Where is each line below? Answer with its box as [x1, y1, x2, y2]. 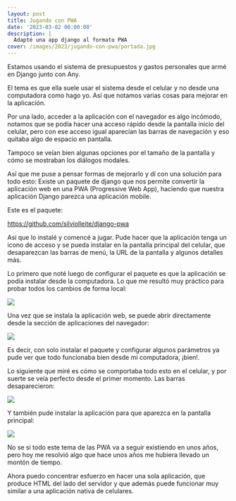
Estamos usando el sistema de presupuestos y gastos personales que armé [7, 63, 227, 71]
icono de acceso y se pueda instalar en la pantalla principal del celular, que [7, 241, 225, 249]
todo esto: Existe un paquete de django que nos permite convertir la [7, 177, 205, 186]
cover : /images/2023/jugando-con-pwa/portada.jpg [7, 43, 156, 50]
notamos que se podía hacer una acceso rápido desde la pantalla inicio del [7, 120, 225, 128]
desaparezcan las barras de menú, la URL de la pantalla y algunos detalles [7, 248, 223, 256]
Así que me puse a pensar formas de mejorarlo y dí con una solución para [7, 170, 222, 178]
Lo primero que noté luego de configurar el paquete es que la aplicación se [7, 270, 226, 277]
